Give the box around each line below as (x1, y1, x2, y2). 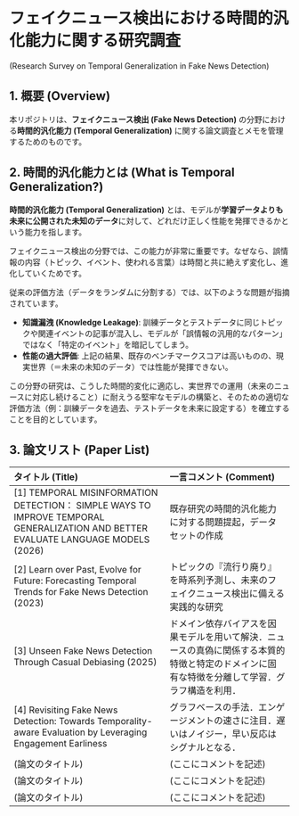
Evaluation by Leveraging (41, 726, 148, 738)
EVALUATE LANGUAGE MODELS (13, 533, 150, 546)
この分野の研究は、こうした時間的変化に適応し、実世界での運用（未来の (9, 380, 274, 391)
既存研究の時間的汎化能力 (169, 503, 278, 515)
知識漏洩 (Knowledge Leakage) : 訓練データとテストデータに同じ (21, 317, 261, 327)
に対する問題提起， (169, 516, 251, 529)
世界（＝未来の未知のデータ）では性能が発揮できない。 (29, 361, 233, 372)
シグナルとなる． (169, 741, 241, 754)
